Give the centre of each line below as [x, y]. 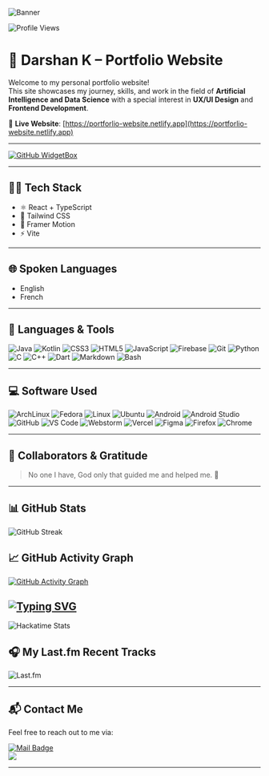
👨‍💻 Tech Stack [45, 188]
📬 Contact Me [46, 709]
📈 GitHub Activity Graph [71, 558]
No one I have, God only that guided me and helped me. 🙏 [123, 475]
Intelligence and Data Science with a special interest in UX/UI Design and [131, 99]
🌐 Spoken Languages [63, 269]
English [32, 288]
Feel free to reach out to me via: [61, 733]
